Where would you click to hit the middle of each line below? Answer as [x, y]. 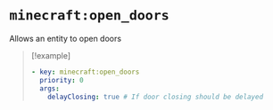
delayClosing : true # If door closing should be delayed [156, 97]
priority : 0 [62, 80]
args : [50, 88]
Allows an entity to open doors [66, 38]
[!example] [51, 55]
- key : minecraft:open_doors [85, 72]
